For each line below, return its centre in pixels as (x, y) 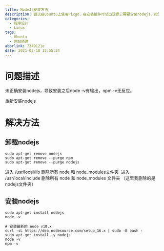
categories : (17, 19)
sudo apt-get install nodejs (35, 213)
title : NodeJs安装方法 (27, 10)
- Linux (17, 28)
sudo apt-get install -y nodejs (38, 235)
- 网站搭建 (19, 42)
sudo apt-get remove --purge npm (39, 158)
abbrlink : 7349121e (25, 46)
